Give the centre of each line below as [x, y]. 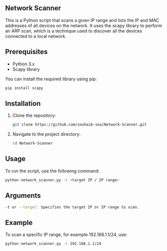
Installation [23, 104]
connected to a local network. [36, 36]
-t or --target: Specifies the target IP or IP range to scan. [72, 207]
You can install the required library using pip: [51, 79]
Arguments [23, 196]
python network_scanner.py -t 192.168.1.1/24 [53, 244]
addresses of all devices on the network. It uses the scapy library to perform [84, 25]
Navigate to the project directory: [46, 134]
